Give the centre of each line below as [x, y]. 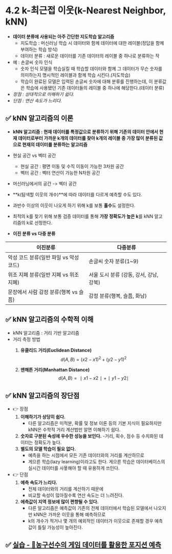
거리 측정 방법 [26, 339]
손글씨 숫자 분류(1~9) [114, 261]
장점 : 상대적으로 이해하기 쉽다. [44, 94]
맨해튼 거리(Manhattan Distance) [55, 370]
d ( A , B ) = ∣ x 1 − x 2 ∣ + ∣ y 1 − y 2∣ [93, 378]
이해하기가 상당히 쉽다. [43, 417]
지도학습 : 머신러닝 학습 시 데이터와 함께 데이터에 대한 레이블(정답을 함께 [92, 43]
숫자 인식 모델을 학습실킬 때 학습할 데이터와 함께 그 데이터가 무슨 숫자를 [91, 68]
